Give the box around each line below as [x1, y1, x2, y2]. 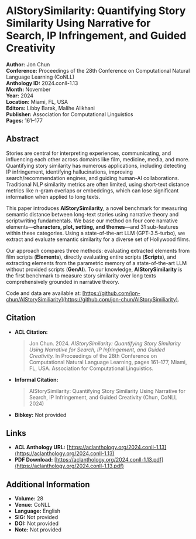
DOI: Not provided [14, 520, 59, 527]
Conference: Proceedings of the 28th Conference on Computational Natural [6, 67, 190, 74]
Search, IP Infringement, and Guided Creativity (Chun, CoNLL [29, 394, 177, 401]
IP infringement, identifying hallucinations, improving [6, 168, 133, 175]
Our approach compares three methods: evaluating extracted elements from [6, 247, 190, 254]
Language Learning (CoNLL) [6, 73, 75, 80]
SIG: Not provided [14, 514, 59, 521]
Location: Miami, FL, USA [6, 98, 68, 105]
